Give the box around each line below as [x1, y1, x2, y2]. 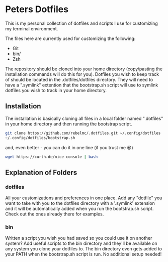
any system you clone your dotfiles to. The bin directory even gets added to [5, 246, 162, 252]
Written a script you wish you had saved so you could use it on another [5, 235, 152, 241]
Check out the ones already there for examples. [5, 211, 104, 217]
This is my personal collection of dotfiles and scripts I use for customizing [5, 20, 158, 26]
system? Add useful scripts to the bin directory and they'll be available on [5, 240, 157, 246]
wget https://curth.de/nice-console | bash [5, 154, 98, 159]
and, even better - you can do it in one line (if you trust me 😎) [5, 144, 133, 150]
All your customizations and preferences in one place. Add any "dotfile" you [5, 195, 162, 201]
